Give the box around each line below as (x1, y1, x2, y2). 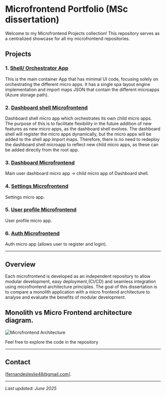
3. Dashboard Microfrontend (5, 159, 75, 166)
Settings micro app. (5, 194, 45, 200)
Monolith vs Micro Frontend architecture (5, 308, 132, 317)
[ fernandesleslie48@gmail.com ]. (5, 371, 72, 377)
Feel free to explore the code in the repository (5, 339, 99, 345)
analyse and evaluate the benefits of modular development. (5, 294, 126, 300)
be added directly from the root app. (5, 147, 79, 153)
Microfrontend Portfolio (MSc (5, 3, 128, 15)
